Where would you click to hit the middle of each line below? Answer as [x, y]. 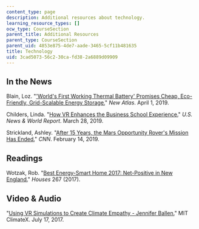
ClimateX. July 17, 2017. [35, 220]
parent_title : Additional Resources [52, 35]
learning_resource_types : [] [43, 23]
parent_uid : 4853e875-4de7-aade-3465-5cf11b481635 [72, 46]
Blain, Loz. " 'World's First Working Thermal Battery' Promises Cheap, [93, 96]
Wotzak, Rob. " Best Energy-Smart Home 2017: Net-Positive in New [89, 173]
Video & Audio [34, 198]
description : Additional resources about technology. [76, 18]
